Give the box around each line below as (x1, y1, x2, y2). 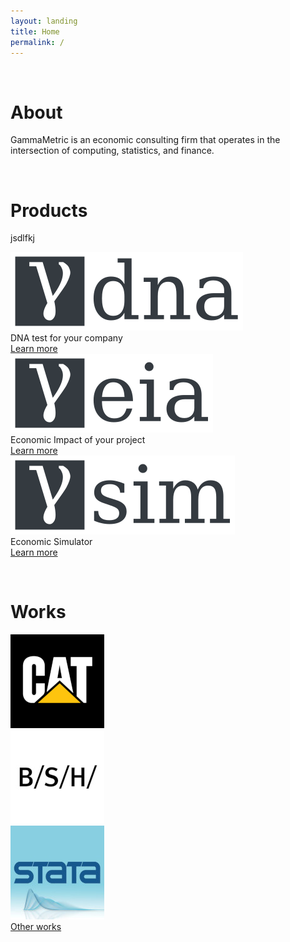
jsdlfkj (10, 232, 35, 244)
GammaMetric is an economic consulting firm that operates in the (10, 134, 281, 146)
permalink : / (10, 37, 65, 47)
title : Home (10, 26, 60, 37)
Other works (10, 921, 62, 933)
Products (10, 199, 88, 222)
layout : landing (10, 16, 78, 26)
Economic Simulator (10, 536, 93, 548)
